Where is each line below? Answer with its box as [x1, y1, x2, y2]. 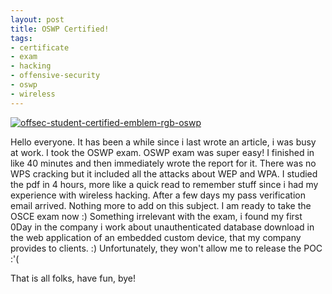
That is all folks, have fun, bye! [10, 272, 137, 284]
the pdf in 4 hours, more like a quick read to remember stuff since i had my [10, 178, 319, 190]
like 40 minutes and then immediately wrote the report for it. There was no [10, 157, 317, 169]
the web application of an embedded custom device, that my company [10, 231, 302, 243]
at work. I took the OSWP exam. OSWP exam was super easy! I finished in [10, 146, 315, 158]
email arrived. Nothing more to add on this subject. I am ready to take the [10, 199, 312, 211]
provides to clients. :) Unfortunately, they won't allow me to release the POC [10, 242, 323, 254]
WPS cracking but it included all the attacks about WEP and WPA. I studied [10, 167, 318, 180]
